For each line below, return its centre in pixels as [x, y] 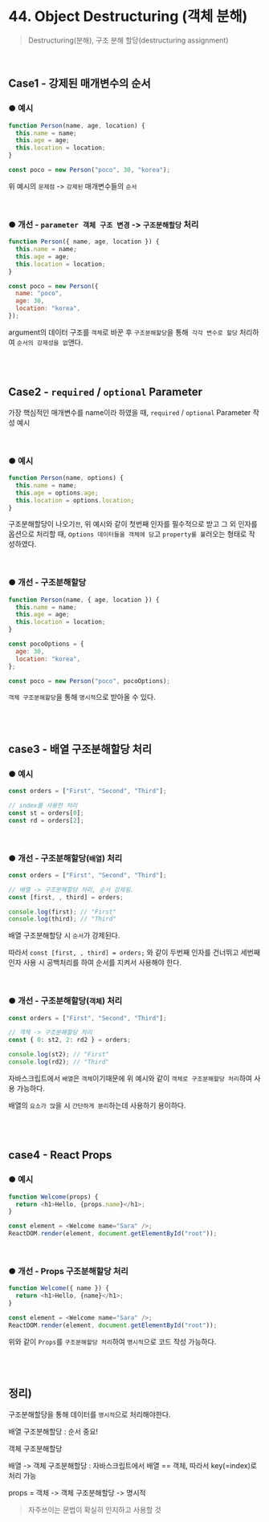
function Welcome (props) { [53, 1197]
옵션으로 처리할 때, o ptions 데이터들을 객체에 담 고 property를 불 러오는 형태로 [128, 534]
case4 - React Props [60, 1156]
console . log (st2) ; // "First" [59, 1055]
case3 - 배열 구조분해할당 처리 [80, 749]
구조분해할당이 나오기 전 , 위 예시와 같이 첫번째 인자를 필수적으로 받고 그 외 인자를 [133, 524]
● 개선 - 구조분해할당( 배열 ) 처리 [65, 858]
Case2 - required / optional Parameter [106, 392]
